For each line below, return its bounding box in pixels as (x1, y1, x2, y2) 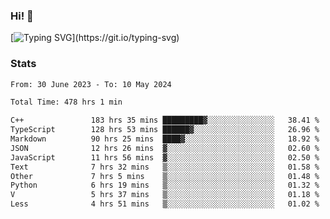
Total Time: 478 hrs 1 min (10, 97, 123, 108)
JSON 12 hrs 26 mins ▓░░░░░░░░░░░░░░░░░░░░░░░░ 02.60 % (10, 143, 320, 153)
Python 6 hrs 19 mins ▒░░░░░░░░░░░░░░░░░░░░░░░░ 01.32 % (10, 180, 320, 191)
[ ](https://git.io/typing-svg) (10, 32, 180, 44)
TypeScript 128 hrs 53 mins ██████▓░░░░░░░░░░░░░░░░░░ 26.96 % (10, 125, 320, 135)
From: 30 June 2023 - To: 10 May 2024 (10, 79, 172, 89)
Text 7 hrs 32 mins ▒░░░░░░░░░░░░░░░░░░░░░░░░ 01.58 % (10, 162, 320, 172)
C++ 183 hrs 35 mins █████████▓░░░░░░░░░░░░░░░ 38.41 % (10, 115, 320, 126)
